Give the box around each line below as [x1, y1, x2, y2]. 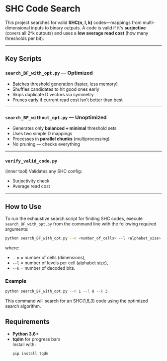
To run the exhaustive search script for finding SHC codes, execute [5, 215, 143, 222]
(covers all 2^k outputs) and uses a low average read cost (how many [5, 30, 149, 36]
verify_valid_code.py [5, 158, 58, 164]
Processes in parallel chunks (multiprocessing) [12, 136, 110, 142]
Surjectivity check [12, 178, 50, 184]
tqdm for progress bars [12, 336, 61, 342]
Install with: [12, 341, 36, 347]
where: [5, 245, 20, 251]
